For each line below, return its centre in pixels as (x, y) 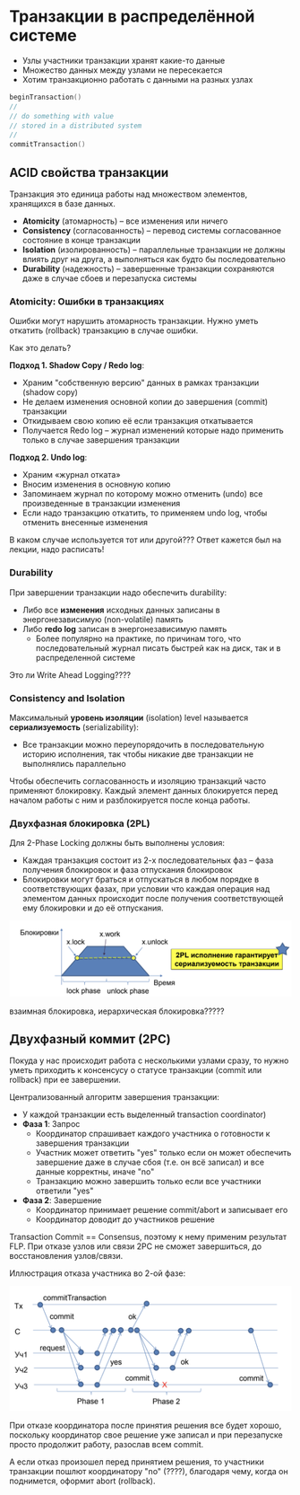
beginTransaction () (46, 97)
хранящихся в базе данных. (63, 203)
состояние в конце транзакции (81, 240)
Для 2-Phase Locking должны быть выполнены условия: (117, 843)
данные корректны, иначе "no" (95, 1172)
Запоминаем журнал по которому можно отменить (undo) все (142, 494)
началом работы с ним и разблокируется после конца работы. (130, 800)
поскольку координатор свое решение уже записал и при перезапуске (146, 1435)
